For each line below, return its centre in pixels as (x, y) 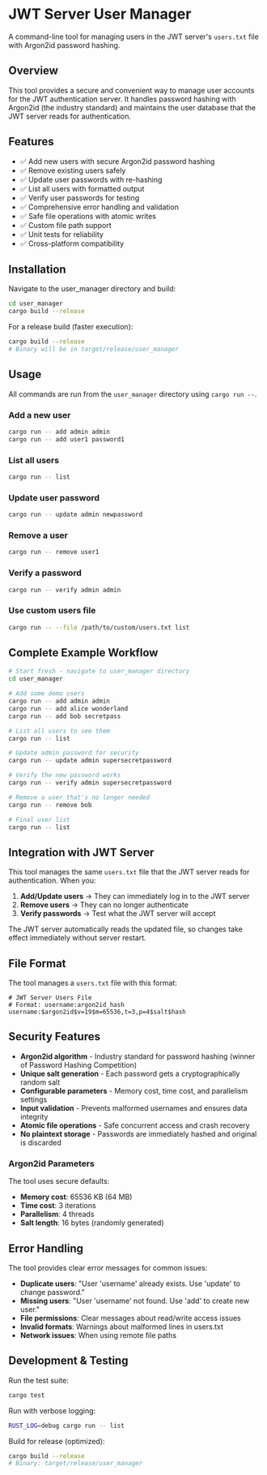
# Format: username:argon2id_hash (67, 1005)
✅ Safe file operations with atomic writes (88, 216)
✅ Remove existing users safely (73, 170)
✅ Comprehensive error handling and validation (100, 207)
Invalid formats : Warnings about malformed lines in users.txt (122, 1327)
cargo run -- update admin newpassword (76, 515)
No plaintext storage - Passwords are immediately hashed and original (138, 1133)
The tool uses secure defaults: (59, 1181)
